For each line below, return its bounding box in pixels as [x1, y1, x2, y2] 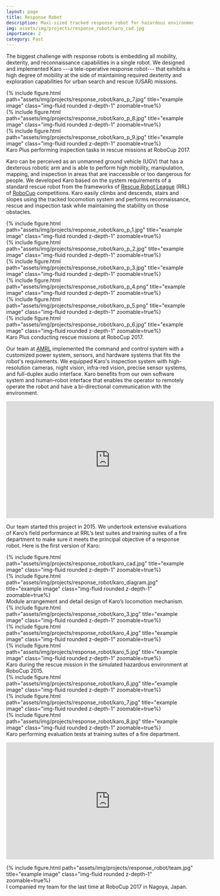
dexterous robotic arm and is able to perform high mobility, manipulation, [6, 164, 184, 171]
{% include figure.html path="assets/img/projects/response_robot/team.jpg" [6, 864, 193, 871]
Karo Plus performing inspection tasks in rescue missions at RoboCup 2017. [6, 146, 191, 153]
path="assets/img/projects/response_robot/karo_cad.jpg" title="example [6, 560, 184, 567]
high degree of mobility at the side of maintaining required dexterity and [6, 72, 182, 78]
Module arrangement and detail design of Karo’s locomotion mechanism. [6, 598, 184, 605]
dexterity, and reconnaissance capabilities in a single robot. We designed [6, 59, 185, 66]
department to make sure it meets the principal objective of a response [6, 536, 180, 543]
